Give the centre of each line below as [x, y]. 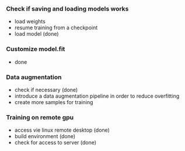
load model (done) [37, 34]
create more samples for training [54, 102]
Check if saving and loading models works [67, 9]
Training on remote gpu [40, 117]
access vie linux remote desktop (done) [62, 130]
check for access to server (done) [55, 143]
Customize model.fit [36, 49]
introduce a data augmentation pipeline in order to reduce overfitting [97, 96]
